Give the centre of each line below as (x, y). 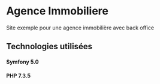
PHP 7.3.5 (19, 76)
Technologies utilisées (49, 46)
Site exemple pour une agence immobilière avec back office (80, 28)
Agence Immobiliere (58, 11)
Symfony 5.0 (22, 62)
